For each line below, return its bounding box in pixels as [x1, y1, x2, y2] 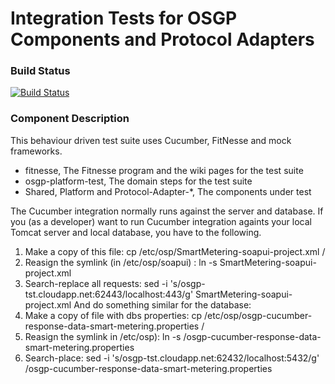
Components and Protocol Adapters [10, 28, 315, 51]
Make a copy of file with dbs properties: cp [24, 309, 203, 321]
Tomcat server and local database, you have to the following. [10, 226, 262, 238]
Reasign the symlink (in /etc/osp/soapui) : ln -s [24, 256, 218, 268]
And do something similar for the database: [73, 298, 252, 311]
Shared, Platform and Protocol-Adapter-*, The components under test [24, 185, 312, 197]
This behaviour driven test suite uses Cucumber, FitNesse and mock [10, 134, 292, 146]
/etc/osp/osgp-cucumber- [203, 309, 313, 321]
